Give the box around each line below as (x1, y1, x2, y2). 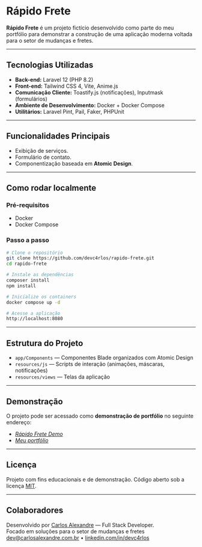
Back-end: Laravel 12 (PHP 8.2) (14, 76, 94, 83)
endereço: (6, 418, 32, 425)
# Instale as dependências (6, 272, 74, 278)
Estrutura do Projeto (6, 338, 84, 348)
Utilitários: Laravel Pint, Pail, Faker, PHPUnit (14, 108, 124, 115)
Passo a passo (6, 236, 49, 244)
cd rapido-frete (6, 261, 47, 267)
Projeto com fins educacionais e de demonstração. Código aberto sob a (6, 475, 185, 483)
